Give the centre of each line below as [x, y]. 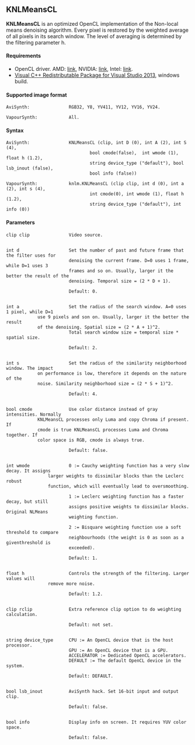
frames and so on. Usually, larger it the [121, 271]
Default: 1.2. [86, 594]
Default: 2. [83, 348]
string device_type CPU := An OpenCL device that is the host [90, 640]
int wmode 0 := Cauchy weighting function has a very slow [98, 465]
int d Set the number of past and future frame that [95, 250]
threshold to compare [32, 532]
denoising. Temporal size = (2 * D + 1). [120, 281]
